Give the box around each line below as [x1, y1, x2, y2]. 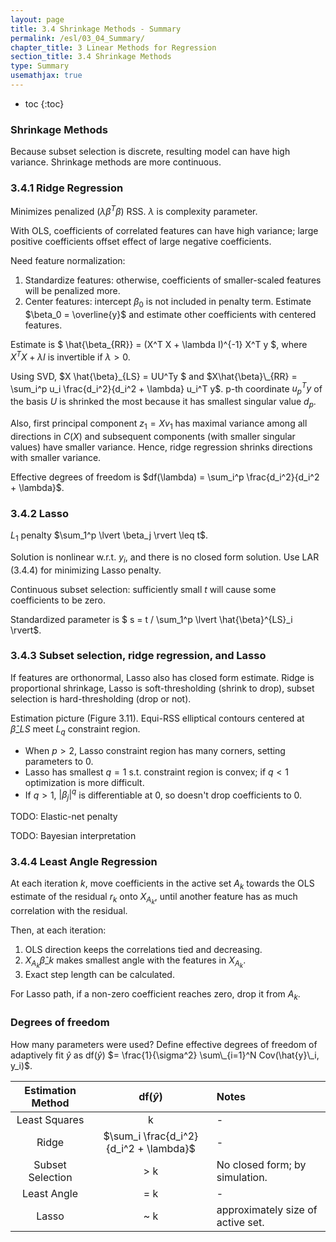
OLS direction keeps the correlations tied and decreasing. [24, 944, 263, 956]
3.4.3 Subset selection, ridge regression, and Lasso [10, 649, 267, 663]
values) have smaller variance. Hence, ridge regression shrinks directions [10, 441, 313, 453]
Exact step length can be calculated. [24, 969, 175, 981]
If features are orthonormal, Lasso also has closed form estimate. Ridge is [10, 671, 315, 683]
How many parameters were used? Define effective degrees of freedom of [10, 1038, 318, 1050]
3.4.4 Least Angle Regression [10, 854, 158, 868]
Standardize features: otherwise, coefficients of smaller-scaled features [24, 274, 322, 286]
